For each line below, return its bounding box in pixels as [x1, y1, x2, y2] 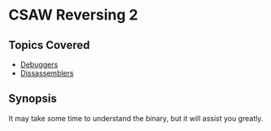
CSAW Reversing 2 [8, 6, 138, 24]
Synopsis [8, 92, 57, 106]
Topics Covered [8, 38, 90, 52]
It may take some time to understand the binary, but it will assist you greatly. [8, 113, 264, 123]
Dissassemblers [20, 68, 74, 78]
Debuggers [20, 59, 59, 69]
